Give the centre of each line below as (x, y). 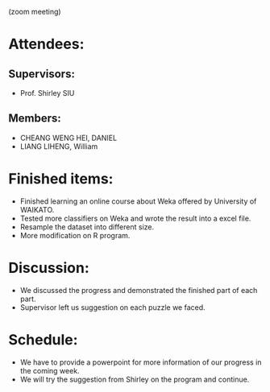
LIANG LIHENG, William (59, 146)
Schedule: (43, 339)
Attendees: (46, 44)
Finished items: (61, 179)
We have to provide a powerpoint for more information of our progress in (141, 362)
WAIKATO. (37, 209)
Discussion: (49, 268)
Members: (35, 119)
